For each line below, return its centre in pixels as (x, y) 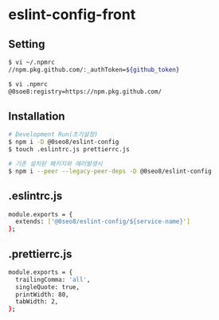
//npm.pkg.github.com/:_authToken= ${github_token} (94, 69)
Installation (37, 116)
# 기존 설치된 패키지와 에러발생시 (55, 164)
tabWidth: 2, (37, 302)
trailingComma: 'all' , (53, 279)
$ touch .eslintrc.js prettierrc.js (69, 150)
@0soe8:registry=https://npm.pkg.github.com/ (85, 92)
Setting (27, 44)
